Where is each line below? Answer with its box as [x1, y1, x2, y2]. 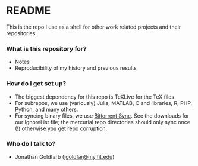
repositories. [6, 29, 37, 36]
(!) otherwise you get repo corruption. [14, 125, 108, 132]
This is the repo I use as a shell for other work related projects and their [6, 23, 181, 30]
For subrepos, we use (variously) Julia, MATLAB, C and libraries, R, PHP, [14, 99, 193, 106]
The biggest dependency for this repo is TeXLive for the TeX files [14, 93, 174, 100]
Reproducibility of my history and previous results [14, 64, 137, 72]
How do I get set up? [6, 79, 67, 88]
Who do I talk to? [6, 140, 56, 148]
